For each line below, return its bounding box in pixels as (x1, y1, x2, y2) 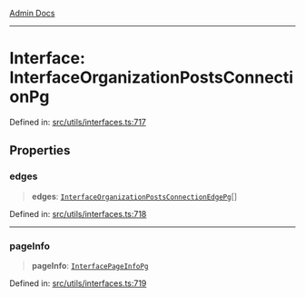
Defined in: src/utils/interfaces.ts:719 (9, 277, 147, 289)
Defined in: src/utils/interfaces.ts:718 (9, 208, 147, 219)
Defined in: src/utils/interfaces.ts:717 (9, 116, 147, 127)
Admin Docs (9, 8, 55, 18)
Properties (9, 143, 71, 158)
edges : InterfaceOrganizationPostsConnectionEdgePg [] (31, 191, 238, 202)
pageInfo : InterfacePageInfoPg (31, 260, 149, 271)
